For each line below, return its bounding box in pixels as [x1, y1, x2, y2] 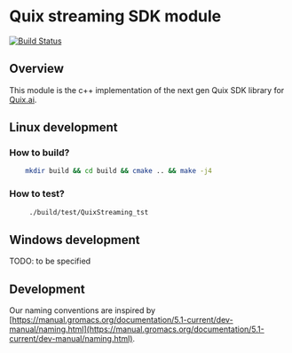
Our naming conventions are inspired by [9, 305, 156, 316]
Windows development [9, 232, 140, 247]
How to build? [9, 146, 70, 159]
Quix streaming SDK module [9, 6, 222, 27]
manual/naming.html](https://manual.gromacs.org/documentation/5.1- [9, 324, 264, 334]
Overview [9, 61, 65, 76]
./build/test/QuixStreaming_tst [28, 208, 149, 216]
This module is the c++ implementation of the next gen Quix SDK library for [9, 84, 285, 95]
